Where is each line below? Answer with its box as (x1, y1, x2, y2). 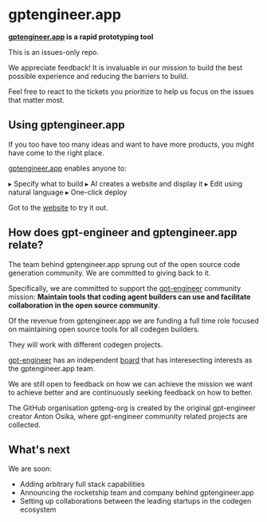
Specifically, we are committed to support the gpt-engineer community (8, 283, 241, 292)
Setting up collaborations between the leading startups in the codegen (19, 496, 252, 506)
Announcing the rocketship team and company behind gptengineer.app (19, 488, 254, 497)
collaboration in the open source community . (8, 300, 161, 310)
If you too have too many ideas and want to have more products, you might (8, 139, 255, 149)
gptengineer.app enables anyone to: (8, 163, 127, 173)
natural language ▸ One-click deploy (8, 187, 128, 197)
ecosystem (19, 504, 57, 515)
